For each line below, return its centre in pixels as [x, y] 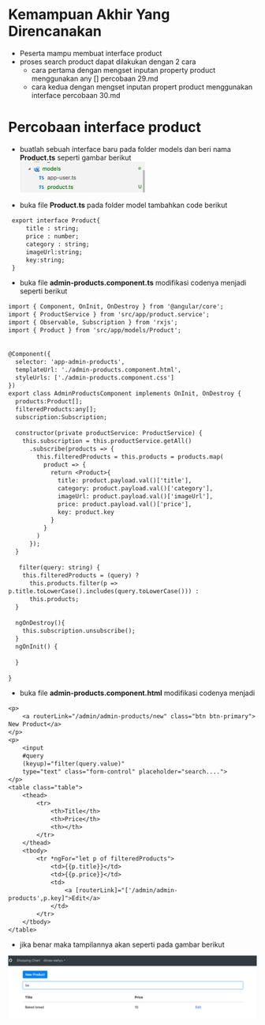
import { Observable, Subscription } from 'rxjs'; [93, 322]
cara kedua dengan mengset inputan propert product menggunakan [142, 87]
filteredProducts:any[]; [56, 409]
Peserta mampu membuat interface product [91, 53]
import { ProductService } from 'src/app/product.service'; [109, 314]
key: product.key [86, 512]
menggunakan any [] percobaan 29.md [95, 78]
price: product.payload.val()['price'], [125, 504]
